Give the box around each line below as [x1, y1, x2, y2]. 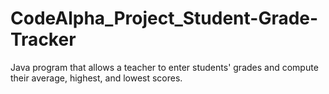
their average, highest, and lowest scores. [10, 72, 183, 84]
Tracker [10, 28, 77, 51]
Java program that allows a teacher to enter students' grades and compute [10, 61, 319, 73]
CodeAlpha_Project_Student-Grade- [10, 7, 319, 30]
